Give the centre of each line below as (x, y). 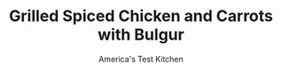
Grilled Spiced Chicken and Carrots (141, 16)
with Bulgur (141, 35)
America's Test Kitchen (141, 59)
